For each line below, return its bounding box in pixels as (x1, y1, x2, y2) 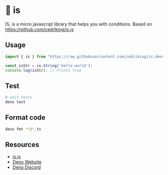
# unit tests (5, 95, 32, 100)
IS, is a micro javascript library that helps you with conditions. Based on (5, 21, 152, 27)
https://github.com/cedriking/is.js (5, 26, 74, 32)
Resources (5, 140, 39, 149)
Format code (5, 113, 46, 122)
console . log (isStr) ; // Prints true (5, 67, 81, 73)
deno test (5, 99, 26, 104)
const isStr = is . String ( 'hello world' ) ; (5, 63, 93, 68)
